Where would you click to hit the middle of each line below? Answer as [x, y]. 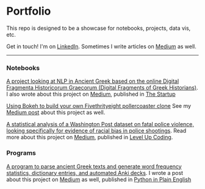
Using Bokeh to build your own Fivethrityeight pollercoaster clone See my [99, 106]
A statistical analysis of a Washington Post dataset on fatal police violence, [100, 124]
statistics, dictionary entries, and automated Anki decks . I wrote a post [95, 173]
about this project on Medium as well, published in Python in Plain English [99, 179]
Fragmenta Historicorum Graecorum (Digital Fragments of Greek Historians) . [102, 88]
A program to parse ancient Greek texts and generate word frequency [94, 166]
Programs [21, 153]
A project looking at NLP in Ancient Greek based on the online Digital [93, 81]
